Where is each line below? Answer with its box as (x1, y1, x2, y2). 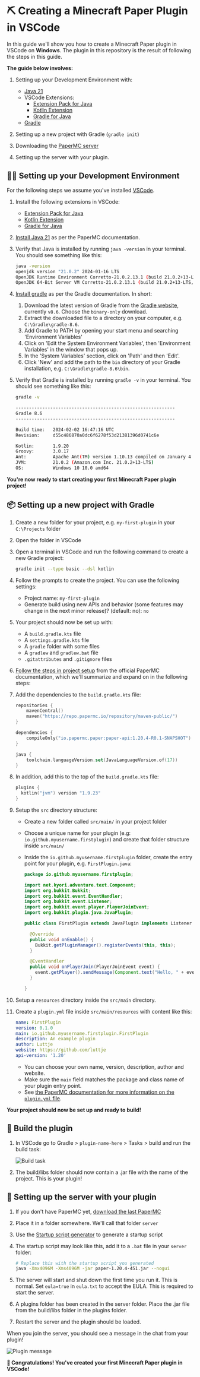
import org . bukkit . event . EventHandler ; (24, 893, 123, 899)
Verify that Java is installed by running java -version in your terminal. (15, 245, 186, 252)
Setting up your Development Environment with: (15, 76, 133, 83)
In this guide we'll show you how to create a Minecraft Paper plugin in (7, 40, 177, 48)
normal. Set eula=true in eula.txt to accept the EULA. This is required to (15, 1283, 193, 1290)
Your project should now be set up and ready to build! (7, 1106, 141, 1113)
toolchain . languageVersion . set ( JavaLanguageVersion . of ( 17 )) (26, 757, 178, 763)
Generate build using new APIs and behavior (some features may (24, 600, 183, 608)
